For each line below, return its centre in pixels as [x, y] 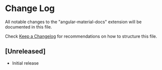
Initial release [25, 63]
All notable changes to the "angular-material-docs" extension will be [73, 22]
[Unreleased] [25, 51]
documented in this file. [29, 27]
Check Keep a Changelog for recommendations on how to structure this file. [81, 36]
